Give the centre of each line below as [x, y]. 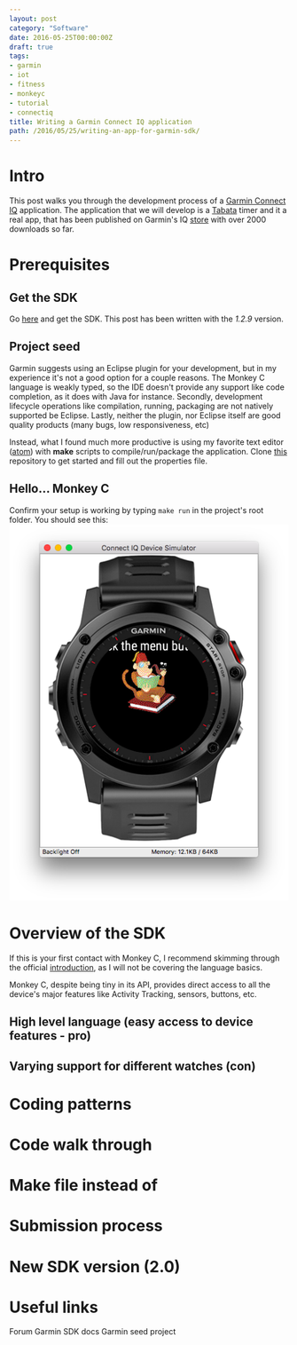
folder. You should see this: [59, 519]
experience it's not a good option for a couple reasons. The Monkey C [137, 377]
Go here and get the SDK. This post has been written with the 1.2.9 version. [146, 319]
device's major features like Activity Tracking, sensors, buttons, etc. [133, 993]
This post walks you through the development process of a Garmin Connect [148, 201]
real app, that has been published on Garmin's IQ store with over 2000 [138, 220]
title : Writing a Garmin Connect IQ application [101, 122]
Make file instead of [83, 1186]
